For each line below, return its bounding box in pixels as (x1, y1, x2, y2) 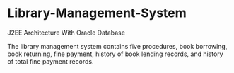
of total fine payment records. (7, 57, 94, 65)
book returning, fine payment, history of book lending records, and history (7, 50, 224, 58)
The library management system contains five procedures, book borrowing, (7, 42, 228, 50)
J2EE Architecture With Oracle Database (7, 28, 126, 37)
